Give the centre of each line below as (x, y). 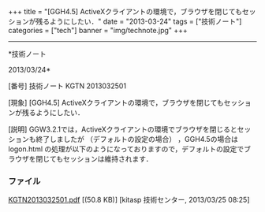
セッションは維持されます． (108, 159)
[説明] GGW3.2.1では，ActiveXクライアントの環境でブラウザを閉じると (123, 129)
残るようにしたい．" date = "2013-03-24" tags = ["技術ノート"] (138, 21)
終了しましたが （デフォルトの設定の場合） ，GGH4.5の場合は (136, 139)
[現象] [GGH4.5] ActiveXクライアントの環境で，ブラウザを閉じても (116, 102)
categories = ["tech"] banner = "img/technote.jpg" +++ (98, 30)
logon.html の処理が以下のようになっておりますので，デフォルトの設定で (126, 149)
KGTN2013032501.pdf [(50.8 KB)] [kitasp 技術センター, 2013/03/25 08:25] (129, 200)
